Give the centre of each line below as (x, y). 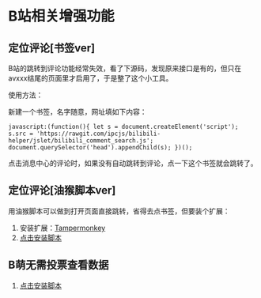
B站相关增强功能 (61, 16)
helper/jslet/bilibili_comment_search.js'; (81, 141)
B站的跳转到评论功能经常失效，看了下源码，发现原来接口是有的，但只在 (125, 68)
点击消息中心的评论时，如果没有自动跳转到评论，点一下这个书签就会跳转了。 (133, 163)
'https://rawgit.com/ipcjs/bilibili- (98, 134)
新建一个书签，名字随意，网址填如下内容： (78, 112)
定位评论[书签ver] (52, 48)
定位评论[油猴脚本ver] (62, 190)
